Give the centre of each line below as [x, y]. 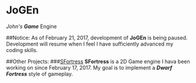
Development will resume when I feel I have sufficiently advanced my [90, 44]
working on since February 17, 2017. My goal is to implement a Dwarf [89, 67]
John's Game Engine [31, 26]
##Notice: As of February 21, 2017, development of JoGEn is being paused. [97, 37]
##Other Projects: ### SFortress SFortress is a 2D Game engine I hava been [98, 61]
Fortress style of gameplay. [40, 74]
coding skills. [22, 50]
